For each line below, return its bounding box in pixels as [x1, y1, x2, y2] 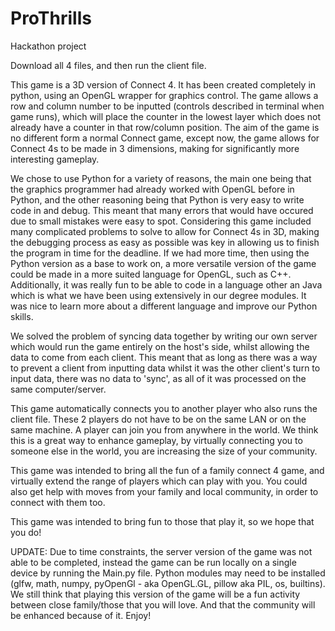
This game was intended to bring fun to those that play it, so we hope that [10, 515, 315, 527]
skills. [10, 310, 34, 322]
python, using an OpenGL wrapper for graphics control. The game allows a [10, 89, 319, 101]
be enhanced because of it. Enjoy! [10, 609, 152, 621]
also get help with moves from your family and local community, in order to [10, 485, 319, 497]
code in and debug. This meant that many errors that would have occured [10, 204, 314, 216]
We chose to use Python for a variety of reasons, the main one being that [10, 172, 312, 184]
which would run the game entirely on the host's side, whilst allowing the [10, 340, 310, 352]
